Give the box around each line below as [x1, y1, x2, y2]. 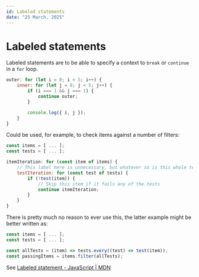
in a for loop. [6, 66, 38, 73]
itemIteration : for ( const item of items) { [6, 159, 118, 165]
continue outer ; [37, 94, 78, 99]
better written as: [6, 220, 49, 227]
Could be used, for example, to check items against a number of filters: [6, 131, 179, 138]
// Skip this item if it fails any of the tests [37, 181, 161, 187]
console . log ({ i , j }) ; [27, 109, 86, 115]
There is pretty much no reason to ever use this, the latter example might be [6, 214, 191, 221]
